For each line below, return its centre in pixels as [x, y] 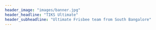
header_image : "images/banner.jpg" [43, 10]
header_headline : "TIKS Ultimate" [42, 15]
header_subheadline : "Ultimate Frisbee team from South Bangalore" [78, 19]
